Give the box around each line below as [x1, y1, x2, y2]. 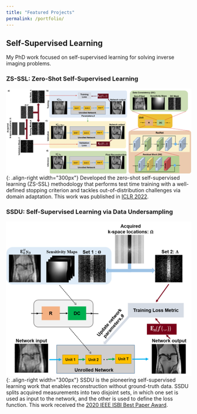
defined [6, 187, 25, 194]
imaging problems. [6, 60, 52, 67]
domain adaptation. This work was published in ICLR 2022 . [6, 193, 149, 200]
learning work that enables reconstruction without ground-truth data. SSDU [6, 383, 189, 390]
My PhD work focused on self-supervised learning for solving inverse [6, 54, 175, 61]
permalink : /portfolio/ [6, 15, 65, 22]
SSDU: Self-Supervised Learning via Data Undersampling [6, 208, 173, 216]
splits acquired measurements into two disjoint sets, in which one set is [6, 389, 179, 396]
